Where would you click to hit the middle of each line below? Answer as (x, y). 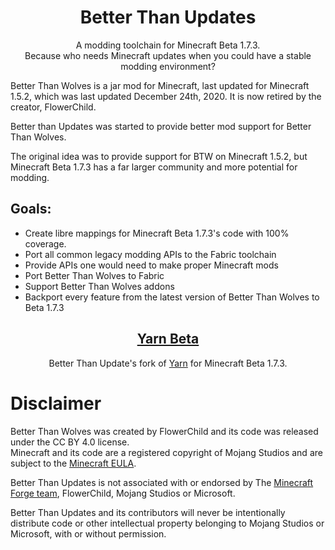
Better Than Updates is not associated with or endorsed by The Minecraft (162, 482)
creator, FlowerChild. (53, 107)
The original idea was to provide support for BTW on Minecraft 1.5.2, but (159, 156)
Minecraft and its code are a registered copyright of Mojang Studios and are (166, 452)
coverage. (45, 243)
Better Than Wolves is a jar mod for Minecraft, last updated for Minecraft (160, 85)
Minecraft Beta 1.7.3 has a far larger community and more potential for (154, 167)
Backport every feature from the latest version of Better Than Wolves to (172, 297)
